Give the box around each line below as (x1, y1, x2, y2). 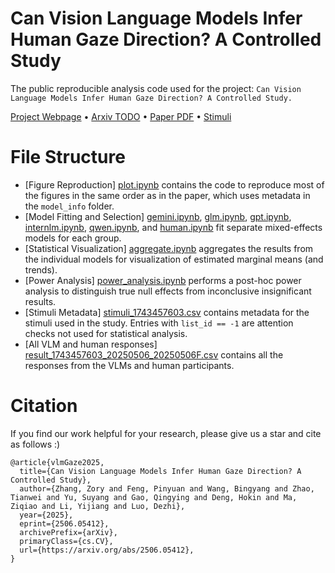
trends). (24, 263, 58, 276)
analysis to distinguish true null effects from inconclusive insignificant (24, 285, 312, 297)
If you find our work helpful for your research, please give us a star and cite (10, 427, 322, 439)
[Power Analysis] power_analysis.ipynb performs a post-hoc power (24, 274, 302, 286)
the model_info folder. (24, 200, 115, 212)
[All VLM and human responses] (24, 338, 158, 350)
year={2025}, (19, 510, 74, 520)
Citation (10, 395, 78, 417)
